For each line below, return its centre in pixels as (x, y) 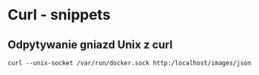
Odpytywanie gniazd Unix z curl (90, 45)
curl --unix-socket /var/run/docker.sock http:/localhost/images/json (129, 63)
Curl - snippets (59, 15)
